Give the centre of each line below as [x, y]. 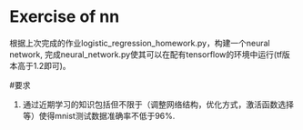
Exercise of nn [65, 17]
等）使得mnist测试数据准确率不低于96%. [99, 115]
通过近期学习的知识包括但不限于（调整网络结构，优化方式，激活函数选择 [158, 104]
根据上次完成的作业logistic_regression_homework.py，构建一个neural [140, 43]
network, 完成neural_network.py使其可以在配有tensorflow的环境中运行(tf [146, 54]
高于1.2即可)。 [44, 65]
